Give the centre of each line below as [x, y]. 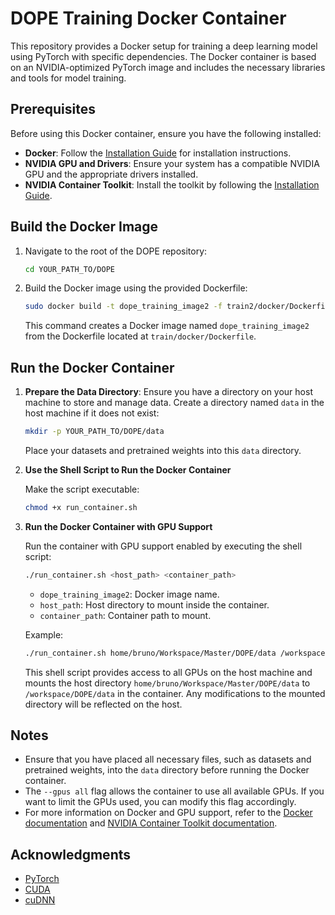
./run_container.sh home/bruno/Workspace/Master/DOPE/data [150, 653]
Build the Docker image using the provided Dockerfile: [136, 288]
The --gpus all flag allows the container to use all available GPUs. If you [174, 791]
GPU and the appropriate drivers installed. [111, 174]
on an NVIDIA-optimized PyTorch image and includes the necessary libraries [168, 67]
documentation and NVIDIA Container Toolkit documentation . [151, 823]
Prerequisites [53, 109]
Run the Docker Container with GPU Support [118, 526]
